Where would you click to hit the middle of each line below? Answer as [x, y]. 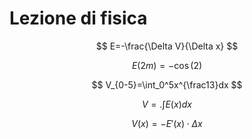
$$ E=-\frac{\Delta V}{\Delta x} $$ [167, 46]
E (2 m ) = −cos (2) [167, 65]
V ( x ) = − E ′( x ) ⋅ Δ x [167, 123]
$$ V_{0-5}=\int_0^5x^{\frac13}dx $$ [167, 84]
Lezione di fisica [78, 18]
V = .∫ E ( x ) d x [167, 104]
